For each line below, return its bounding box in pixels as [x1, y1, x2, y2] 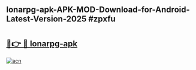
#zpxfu [88, 14, 116, 24]
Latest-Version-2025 [6, 14, 87, 24]
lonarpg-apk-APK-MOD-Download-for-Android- [6, 5, 190, 15]
